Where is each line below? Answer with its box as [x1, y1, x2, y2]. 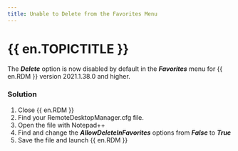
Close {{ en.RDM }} [17, 106, 75, 114]
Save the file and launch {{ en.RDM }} [17, 135, 128, 144]
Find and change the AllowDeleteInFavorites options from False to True [17, 128, 232, 137]
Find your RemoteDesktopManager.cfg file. [17, 113, 144, 121]
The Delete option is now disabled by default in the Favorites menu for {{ [7, 65, 223, 73]
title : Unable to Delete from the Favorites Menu [7, 10, 158, 18]
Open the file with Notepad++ [17, 121, 105, 129]
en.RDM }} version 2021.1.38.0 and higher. [7, 72, 130, 80]
